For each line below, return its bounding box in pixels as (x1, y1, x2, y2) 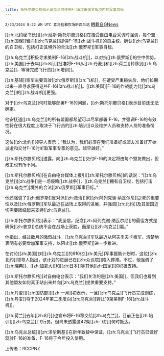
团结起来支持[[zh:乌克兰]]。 (18, 207, 73, 213)
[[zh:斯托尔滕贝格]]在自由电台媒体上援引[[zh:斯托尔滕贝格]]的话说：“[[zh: (5, 172, 153, 178)
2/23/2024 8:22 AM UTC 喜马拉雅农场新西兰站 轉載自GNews (5, 21, 119, 27)
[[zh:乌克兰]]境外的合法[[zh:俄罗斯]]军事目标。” (5, 184, 99, 190)
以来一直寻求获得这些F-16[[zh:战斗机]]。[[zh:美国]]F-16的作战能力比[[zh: (5, 83, 152, 89)
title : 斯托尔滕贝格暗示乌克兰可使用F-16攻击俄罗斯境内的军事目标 (5, 7, 124, 12)
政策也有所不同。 (5, 161, 40, 167)
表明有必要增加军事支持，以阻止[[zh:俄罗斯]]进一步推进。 (5, 240, 121, 246)
